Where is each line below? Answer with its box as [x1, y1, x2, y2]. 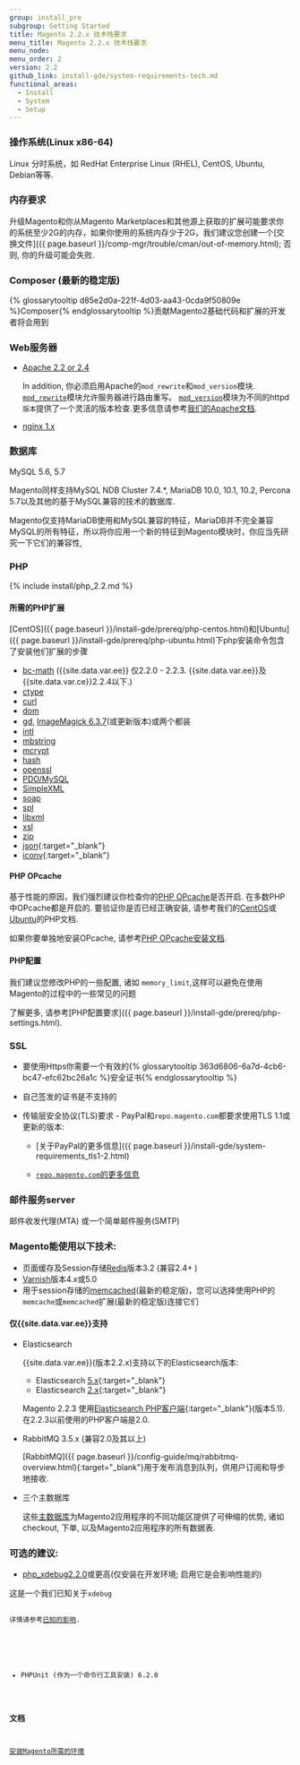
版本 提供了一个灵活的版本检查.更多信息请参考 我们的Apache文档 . [21, 403, 258, 414]
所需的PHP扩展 [9, 602, 65, 613]
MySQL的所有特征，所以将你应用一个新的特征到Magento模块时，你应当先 [9, 526, 281, 537]
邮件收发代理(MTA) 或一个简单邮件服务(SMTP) [9, 1216, 181, 1227]
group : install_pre [9, 13, 82, 22]
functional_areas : [9, 80, 78, 89]
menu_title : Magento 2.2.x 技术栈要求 [9, 38, 148, 47]
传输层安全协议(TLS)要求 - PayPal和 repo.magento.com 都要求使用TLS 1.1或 [21, 1110, 291, 1121]
